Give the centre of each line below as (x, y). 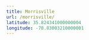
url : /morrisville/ (30, 17)
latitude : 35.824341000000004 (44, 22)
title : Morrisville (30, 11)
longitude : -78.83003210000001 (45, 28)
